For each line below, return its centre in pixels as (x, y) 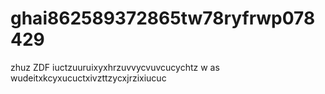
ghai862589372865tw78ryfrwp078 (163, 18)
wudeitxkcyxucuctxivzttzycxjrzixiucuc (88, 78)
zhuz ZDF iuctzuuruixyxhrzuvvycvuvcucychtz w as (115, 67)
